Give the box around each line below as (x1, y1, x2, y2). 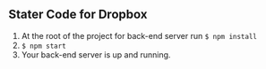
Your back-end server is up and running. (21, 49, 171, 60)
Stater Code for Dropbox (8, 7, 148, 22)
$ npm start (21, 42, 66, 50)
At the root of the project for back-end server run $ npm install (21, 30, 257, 41)
